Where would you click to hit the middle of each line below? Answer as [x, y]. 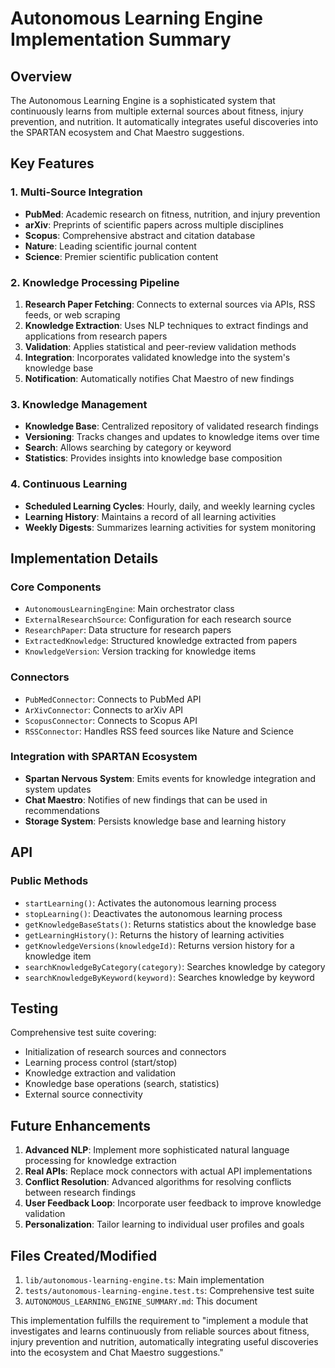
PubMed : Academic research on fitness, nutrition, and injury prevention [172, 214]
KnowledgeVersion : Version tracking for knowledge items [140, 651]
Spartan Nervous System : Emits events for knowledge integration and [170, 778]
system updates [58, 789]
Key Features [52, 163]
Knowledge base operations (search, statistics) [122, 1084]
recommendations [62, 810]
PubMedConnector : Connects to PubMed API [113, 699]
